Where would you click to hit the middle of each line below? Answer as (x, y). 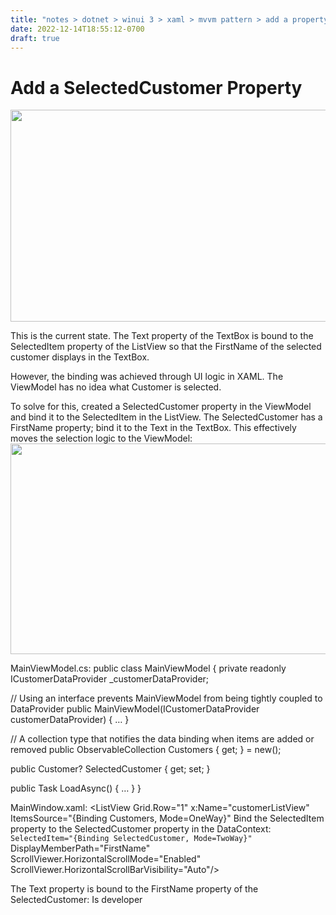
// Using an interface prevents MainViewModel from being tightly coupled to (166, 698)
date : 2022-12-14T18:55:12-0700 (77, 29)
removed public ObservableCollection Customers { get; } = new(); (146, 749)
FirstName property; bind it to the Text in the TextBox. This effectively (153, 427)
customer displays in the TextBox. (80, 357)
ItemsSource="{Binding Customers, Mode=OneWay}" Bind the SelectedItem (167, 818)
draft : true (35, 38)
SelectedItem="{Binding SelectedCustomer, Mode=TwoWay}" (131, 838)
